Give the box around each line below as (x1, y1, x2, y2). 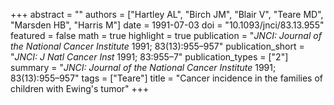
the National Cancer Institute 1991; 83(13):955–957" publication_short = (10, 40, 305, 52)
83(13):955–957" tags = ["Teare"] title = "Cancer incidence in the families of (10, 72, 324, 84)
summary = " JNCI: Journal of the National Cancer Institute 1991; (10, 62, 277, 73)
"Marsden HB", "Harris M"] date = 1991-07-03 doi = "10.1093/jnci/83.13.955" (10, 19, 325, 31)
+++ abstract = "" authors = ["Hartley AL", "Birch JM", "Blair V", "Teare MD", (10, 9, 324, 20)
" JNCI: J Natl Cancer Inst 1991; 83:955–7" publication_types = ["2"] (10, 51, 289, 63)
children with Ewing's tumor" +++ (10, 83, 150, 94)
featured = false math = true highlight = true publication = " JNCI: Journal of (10, 30, 322, 41)
